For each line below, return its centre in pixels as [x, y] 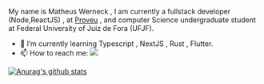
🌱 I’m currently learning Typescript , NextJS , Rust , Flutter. [116, 44]
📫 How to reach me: [54, 53]
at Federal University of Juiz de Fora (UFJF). [81, 28]
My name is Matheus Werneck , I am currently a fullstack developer [120, 11]
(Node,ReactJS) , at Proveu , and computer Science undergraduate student [132, 20]
